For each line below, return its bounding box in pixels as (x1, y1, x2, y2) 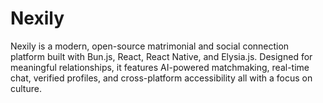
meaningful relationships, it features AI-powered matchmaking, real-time (10, 61, 310, 73)
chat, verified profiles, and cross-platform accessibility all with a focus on (10, 72, 313, 84)
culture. (10, 82, 42, 94)
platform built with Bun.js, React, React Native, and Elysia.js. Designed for (10, 50, 313, 62)
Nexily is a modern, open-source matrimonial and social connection (10, 40, 290, 52)
